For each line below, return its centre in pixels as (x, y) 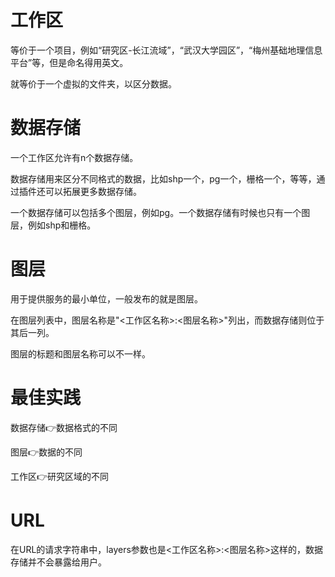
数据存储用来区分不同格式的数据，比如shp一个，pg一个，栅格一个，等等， (163, 178)
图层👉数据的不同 (46, 452)
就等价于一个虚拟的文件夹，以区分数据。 (93, 83)
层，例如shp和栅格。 (53, 225)
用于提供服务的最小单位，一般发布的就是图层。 (106, 298)
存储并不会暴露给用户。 (58, 562)
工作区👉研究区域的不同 (60, 476)
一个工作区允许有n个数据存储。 (74, 157)
